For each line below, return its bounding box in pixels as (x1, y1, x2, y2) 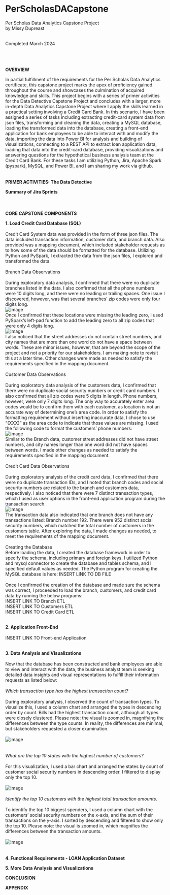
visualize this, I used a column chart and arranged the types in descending (5, 704, 161, 710)
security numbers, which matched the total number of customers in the (5, 522, 154, 528)
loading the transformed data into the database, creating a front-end (5, 125, 149, 131)
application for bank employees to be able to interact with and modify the (5, 130, 158, 136)
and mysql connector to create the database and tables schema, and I (5, 560, 152, 566)
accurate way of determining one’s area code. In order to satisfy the (5, 409, 147, 415)
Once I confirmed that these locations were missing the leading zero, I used (5, 312, 163, 318)
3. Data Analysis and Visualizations (5, 650, 82, 656)
